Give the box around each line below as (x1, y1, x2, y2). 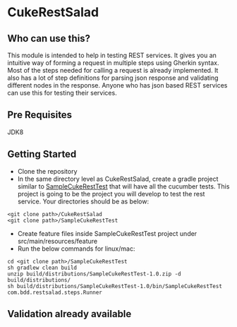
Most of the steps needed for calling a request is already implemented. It (7, 66, 219, 74)
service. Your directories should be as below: (17, 197, 150, 206)
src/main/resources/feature (17, 237, 97, 245)
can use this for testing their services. (7, 89, 118, 97)
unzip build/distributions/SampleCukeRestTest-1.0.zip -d (7, 270, 181, 278)
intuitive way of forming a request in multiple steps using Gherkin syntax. (7, 59, 219, 67)
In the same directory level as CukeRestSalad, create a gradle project (17, 174, 219, 183)
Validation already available (7, 308, 132, 320)
